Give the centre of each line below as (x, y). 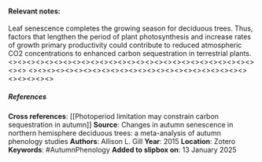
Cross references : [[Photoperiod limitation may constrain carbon (113, 116)
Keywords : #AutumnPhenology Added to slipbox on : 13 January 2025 (123, 150)
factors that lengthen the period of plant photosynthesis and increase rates (130, 37)
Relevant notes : (34, 11)
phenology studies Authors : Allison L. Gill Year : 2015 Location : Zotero (122, 142)
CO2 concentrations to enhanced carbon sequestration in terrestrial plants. (130, 53)
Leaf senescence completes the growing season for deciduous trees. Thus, (131, 28)
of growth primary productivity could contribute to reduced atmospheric (125, 45)
